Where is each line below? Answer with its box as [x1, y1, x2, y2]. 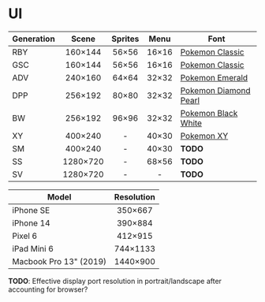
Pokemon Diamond [180, 84, 251, 95]
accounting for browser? [8, 285, 88, 294]
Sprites [111, 33, 140, 44]
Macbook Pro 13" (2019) [12, 255, 107, 267]
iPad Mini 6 [12, 243, 54, 254]
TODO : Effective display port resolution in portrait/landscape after [8, 276, 222, 285]
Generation [12, 33, 55, 44]
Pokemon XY [180, 130, 229, 141]
